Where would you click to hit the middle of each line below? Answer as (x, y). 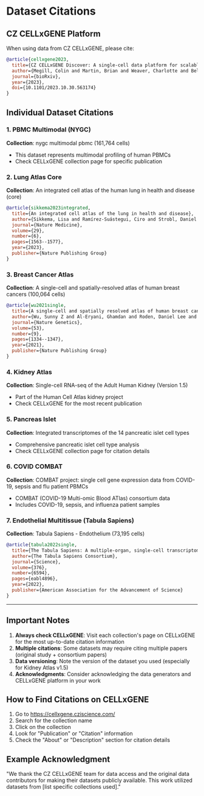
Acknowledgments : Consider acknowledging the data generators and (103, 674)
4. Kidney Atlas (29, 372)
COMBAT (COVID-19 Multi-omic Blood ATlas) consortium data (93, 498)
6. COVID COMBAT (34, 467)
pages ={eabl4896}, (35, 579)
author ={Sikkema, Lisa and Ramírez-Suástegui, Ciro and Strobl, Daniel (104, 219)
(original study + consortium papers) (61, 654)
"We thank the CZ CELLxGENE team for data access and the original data (98, 774)
